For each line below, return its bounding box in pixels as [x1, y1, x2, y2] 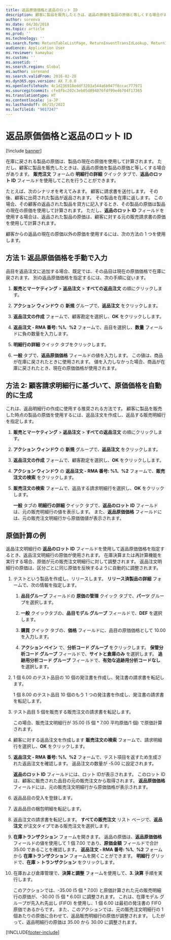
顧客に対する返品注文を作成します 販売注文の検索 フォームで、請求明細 [13, 737, 162, 743]
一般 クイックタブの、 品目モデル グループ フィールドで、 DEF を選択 [20, 610, 163, 616]
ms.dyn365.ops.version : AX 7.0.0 [6, 79, 77, 84]
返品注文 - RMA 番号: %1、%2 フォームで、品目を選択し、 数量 [13, 324, 144, 330]
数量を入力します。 [30, 330, 71, 336]
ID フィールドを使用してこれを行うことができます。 [11, 177, 119, 184]
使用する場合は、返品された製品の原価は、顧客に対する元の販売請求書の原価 [6, 214, 166, 220]
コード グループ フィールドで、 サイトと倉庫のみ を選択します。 [25, 651, 157, 657]
